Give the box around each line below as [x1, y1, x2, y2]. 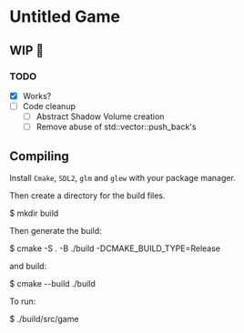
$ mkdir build [9, 207, 59, 218]
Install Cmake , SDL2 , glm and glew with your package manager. [9, 172, 237, 183]
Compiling [9, 148, 70, 164]
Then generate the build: [9, 225, 102, 236]
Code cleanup [22, 100, 76, 111]
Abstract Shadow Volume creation [36, 111, 165, 122]
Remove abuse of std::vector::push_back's [36, 121, 197, 133]
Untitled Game [9, 6, 121, 27]
